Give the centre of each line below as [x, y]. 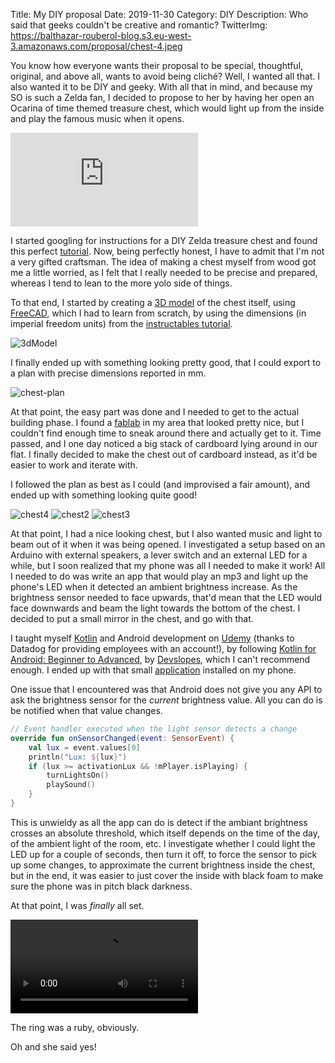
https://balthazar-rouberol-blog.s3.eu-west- [101, 35]
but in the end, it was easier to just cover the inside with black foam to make [167, 875]
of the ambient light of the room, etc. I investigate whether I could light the [163, 843]
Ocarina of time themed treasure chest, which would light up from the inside [167, 108]
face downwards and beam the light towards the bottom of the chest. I [155, 608]
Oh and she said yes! [53, 1046]
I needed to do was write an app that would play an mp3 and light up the [159, 576]
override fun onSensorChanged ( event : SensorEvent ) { [122, 738]
